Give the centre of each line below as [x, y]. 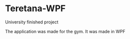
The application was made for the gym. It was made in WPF [65, 31]
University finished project [32, 22]
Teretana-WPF [35, 9]
